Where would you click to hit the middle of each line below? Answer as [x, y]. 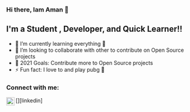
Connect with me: [33, 87]
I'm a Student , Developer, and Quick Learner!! [94, 29]
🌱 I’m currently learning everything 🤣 [60, 43]
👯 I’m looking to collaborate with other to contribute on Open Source [100, 50]
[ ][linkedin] [29, 101]
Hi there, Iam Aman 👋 [38, 10]
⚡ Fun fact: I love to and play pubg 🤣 [60, 69]
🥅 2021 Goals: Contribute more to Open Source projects [84, 63]
